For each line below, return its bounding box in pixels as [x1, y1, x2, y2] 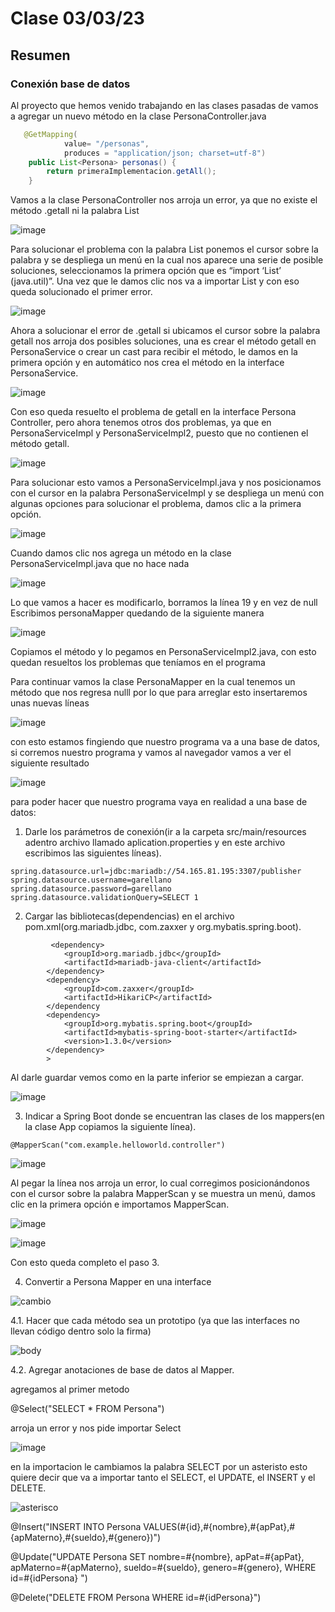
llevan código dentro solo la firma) [10, 1325, 152, 1337]
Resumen [10, 47, 71, 64]
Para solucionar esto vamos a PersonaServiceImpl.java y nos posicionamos [10, 477, 322, 489]
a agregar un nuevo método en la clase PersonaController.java [10, 110, 267, 122]
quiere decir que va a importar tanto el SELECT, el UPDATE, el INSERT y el [10, 1472, 316, 1484]
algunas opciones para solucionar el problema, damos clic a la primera [10, 498, 302, 510]
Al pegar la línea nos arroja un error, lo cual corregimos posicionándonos [10, 1177, 310, 1189]
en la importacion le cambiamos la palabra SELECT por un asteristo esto [10, 1461, 308, 1473]
